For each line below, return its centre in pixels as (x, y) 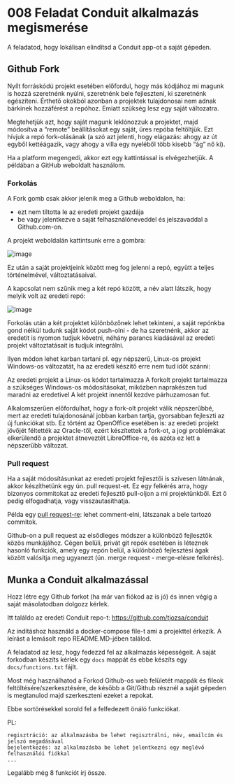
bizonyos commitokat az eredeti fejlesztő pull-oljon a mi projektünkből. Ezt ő (117, 494)
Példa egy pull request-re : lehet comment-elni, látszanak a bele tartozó (109, 515)
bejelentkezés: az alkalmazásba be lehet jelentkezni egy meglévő (106, 748)
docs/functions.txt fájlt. (43, 667)
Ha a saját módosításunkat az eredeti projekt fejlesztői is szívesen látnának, (116, 479)
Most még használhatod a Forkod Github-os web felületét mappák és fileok (116, 680)
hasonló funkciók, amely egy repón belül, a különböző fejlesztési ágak (108, 550)
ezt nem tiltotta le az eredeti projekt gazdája (81, 212)
